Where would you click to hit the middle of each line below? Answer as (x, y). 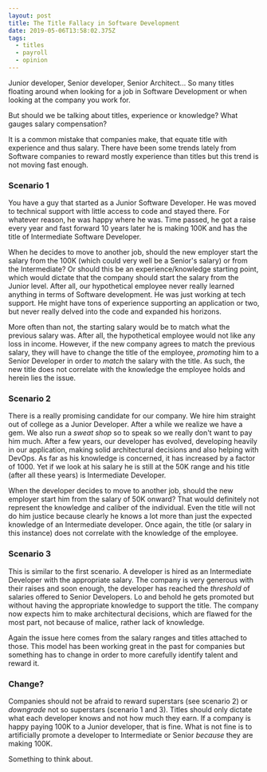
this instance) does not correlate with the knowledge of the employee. (123, 533)
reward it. (24, 663)
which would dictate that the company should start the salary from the (124, 278)
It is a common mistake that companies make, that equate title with (118, 139)
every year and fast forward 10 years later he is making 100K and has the (128, 228)
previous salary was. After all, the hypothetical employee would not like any (132, 335)
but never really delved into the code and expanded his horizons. (115, 311)
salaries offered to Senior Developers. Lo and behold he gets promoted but (131, 596)
